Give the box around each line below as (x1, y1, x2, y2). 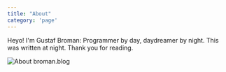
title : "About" (7, 10, 52, 17)
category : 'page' (7, 17, 58, 24)
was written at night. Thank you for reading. (7, 43, 134, 52)
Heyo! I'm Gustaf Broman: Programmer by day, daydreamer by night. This (7, 36, 219, 44)
